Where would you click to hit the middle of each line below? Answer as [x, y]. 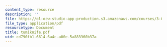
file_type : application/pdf [34, 23]
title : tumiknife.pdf [28, 32]
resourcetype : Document [30, 28]
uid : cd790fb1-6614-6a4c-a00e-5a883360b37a [51, 37]
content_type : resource [30, 10]
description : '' [22, 14]
